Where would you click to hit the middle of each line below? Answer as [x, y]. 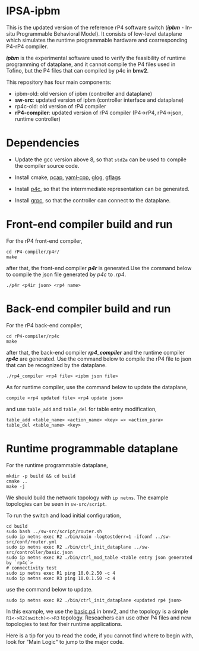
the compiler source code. [47, 165]
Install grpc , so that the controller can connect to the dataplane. [93, 200]
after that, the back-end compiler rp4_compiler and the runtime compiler [96, 352]
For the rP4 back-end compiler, [45, 325]
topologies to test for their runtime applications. [64, 624]
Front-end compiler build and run [89, 225]
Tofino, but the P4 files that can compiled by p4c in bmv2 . [78, 70]
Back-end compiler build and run [89, 309]
